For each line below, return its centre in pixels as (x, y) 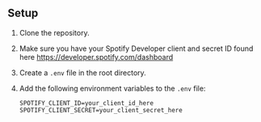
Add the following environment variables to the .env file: (112, 88)
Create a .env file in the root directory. (82, 73)
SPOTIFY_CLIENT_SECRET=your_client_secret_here (101, 110)
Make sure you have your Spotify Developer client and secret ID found (136, 48)
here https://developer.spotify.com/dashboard (96, 57)
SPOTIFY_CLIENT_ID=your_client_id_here (86, 103)
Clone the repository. (54, 32)
